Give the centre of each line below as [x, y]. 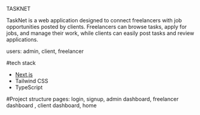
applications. [22, 39]
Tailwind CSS [32, 81]
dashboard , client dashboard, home [52, 105]
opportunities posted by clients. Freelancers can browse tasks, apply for [97, 27]
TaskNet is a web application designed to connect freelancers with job [94, 20]
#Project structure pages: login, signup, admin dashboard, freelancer [92, 99]
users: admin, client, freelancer [45, 51]
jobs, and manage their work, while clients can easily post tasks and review [100, 33]
